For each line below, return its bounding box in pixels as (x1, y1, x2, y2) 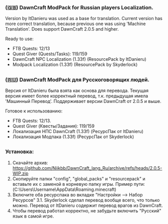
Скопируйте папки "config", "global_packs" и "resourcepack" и (12, 175, 145, 182)
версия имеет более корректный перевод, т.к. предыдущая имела (5, 93, 148, 99)
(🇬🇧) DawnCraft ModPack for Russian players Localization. (5, 4, 154, 11)
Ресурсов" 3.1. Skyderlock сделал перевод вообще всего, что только (12, 197, 160, 203)
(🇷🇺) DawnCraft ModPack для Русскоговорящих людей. (5, 76, 149, 83)
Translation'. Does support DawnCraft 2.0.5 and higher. (5, 26, 119, 32)
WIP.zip (12, 170, 29, 176)
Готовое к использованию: (5, 108, 63, 114)
